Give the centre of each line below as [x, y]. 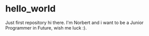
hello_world [31, 9]
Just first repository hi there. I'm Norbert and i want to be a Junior [74, 22]
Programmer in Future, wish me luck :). [46, 27]
